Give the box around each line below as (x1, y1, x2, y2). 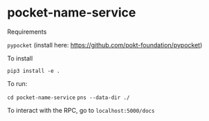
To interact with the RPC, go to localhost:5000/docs (7, 106, 155, 114)
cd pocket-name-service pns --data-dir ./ (7, 94, 130, 101)
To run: (7, 79, 28, 87)
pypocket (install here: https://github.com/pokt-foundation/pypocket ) (7, 41, 203, 49)
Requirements (7, 27, 47, 36)
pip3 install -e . (7, 67, 60, 74)
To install (7, 54, 33, 63)
